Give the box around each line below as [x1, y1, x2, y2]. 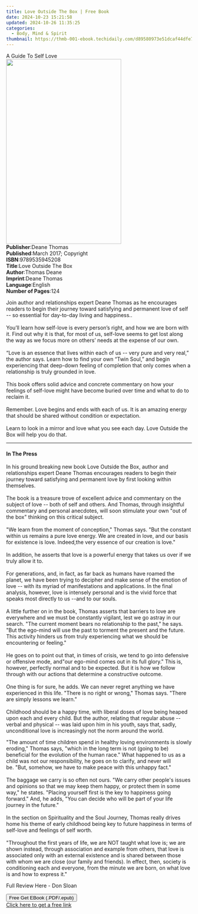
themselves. [6, 482, 36, 489]
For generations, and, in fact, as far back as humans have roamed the [6, 570, 175, 577]
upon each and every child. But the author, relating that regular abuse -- [6, 715, 181, 722]
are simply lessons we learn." [6, 696, 78, 703]
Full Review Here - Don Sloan [6, 882, 77, 889]
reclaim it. [6, 393, 31, 400]
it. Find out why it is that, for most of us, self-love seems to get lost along [6, 331, 183, 337]
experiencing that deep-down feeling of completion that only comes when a [6, 362, 190, 369]
